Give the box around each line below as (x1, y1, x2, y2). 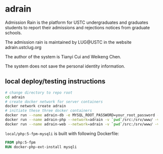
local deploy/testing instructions (5, 77, 106, 86)
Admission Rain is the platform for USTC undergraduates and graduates (5, 19, 148, 25)
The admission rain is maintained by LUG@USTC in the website (5, 39, 132, 45)
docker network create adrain (5, 103, 66, 109)
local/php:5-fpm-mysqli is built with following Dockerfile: (5, 130, 119, 137)
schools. (5, 30, 22, 35)
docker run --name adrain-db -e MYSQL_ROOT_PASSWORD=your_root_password (5, 113, 155, 118)
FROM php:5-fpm (5, 140, 36, 145)
